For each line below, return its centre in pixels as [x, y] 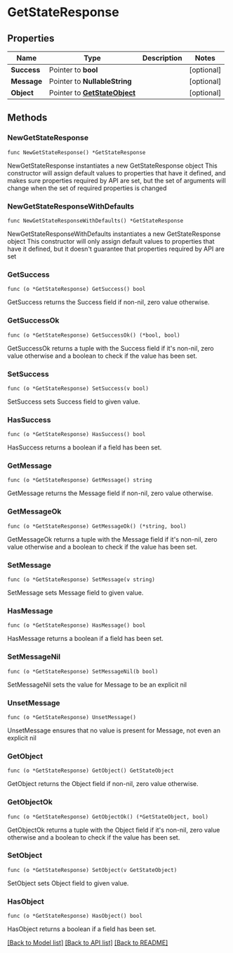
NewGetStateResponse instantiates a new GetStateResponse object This [112, 166]
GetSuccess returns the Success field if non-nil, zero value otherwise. [108, 302]
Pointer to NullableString [90, 81]
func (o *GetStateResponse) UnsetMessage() [72, 717]
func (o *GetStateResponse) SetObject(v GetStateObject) [92, 870]
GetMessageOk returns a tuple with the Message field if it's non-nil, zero [112, 539]
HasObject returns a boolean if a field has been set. [82, 929]
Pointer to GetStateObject [92, 93]
